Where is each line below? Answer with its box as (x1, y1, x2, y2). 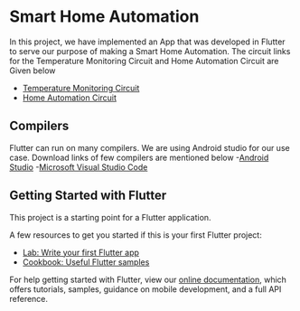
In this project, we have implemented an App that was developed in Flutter (9, 36, 286, 47)
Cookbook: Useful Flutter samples (22, 256, 150, 268)
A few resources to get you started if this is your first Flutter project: (9, 229, 262, 240)
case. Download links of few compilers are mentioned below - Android (9, 152, 269, 163)
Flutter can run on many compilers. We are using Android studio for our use (9, 142, 291, 153)
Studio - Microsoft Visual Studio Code (9, 161, 148, 173)
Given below (9, 65, 56, 76)
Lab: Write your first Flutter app (22, 247, 140, 258)
